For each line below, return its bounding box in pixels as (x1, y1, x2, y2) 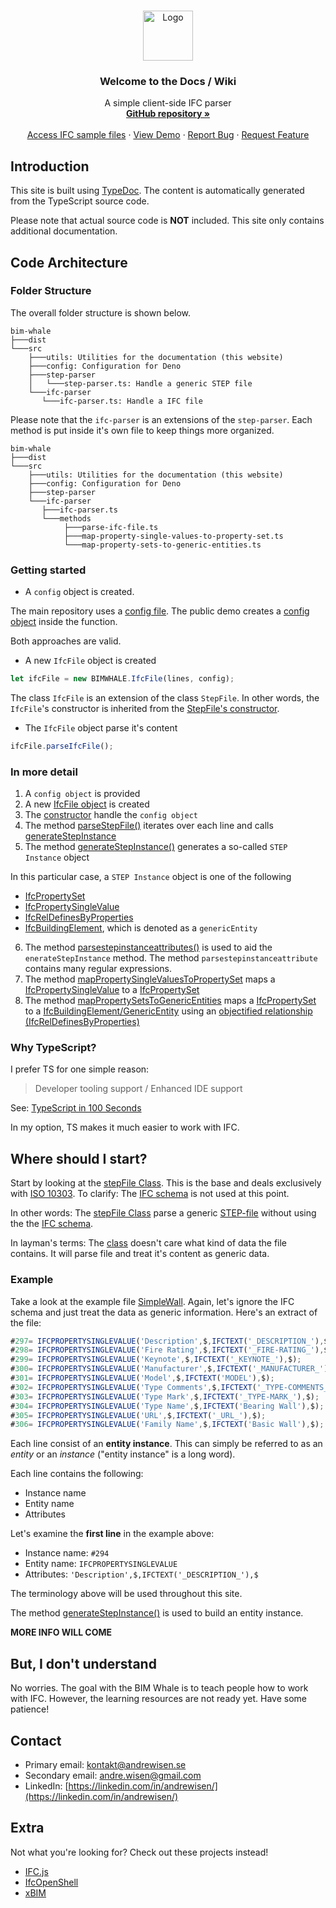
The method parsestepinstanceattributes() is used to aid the (24, 941, 273, 954)
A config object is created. (24, 586, 135, 598)
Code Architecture (10, 254, 128, 271)
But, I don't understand (10, 1655, 157, 1672)
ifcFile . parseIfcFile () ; (10, 741, 114, 751)
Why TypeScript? (10, 1041, 97, 1055)
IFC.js (24, 1865, 49, 1877)
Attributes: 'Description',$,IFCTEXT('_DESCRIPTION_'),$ (24, 1568, 259, 1580)
